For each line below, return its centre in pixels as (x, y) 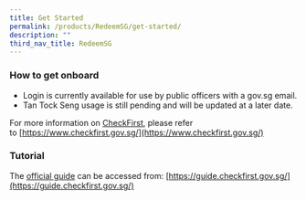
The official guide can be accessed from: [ (89, 175)
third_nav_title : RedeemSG (61, 43)
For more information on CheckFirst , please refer (101, 122)
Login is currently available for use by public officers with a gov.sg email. (160, 95)
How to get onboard (54, 76)
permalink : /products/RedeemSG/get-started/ (95, 26)
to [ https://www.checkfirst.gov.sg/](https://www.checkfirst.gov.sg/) (137, 132)
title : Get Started (47, 18)
